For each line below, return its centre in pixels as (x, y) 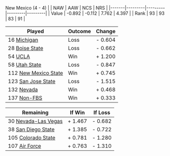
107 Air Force (25, 146)
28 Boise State (26, 48)
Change (106, 31)
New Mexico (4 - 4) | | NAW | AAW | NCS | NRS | (57, 8)
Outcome (79, 31)
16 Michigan (23, 40)
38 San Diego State (31, 129)
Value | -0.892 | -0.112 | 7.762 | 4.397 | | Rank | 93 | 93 (108, 13)
